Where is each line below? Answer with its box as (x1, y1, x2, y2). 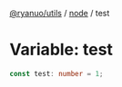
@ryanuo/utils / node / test (9, 8, 110, 18)
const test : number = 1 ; (9, 69, 104, 78)
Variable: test (9, 40, 114, 60)
